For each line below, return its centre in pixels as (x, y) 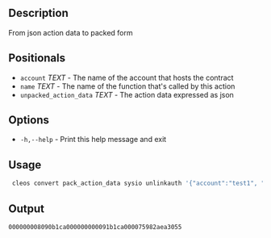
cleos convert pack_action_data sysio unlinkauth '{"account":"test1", (135, 184)
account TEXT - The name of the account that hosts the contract (127, 77)
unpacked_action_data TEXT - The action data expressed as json (127, 94)
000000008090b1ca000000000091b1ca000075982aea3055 (95, 227)
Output (26, 209)
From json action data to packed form (71, 32)
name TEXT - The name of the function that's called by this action (127, 86)
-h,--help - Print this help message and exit (93, 140)
